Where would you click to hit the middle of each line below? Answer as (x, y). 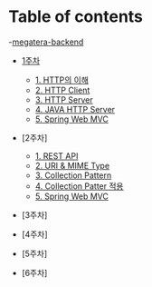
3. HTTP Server (64, 99)
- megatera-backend (46, 42)
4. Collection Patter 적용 (79, 186)
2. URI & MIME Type (72, 165)
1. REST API (57, 155)
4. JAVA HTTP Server (75, 109)
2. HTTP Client (62, 90)
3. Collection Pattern (73, 175)
